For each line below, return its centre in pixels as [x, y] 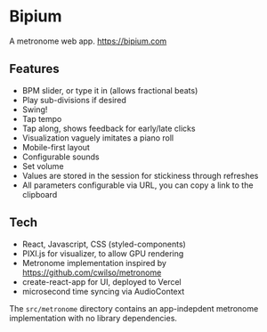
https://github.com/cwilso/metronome [92, 272]
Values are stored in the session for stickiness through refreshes [140, 175]
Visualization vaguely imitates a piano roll [98, 138]
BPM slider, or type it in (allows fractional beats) [110, 90]
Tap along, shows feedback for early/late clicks [109, 128]
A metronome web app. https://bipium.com [88, 41]
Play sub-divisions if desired [74, 100]
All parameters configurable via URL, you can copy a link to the [138, 185]
